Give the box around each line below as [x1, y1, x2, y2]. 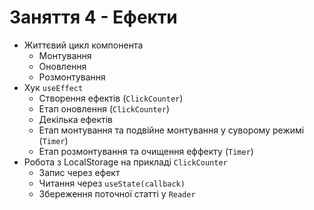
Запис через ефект [38, 166, 121, 178]
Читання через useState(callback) [38, 177, 186, 189]
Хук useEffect [23, 81, 84, 93]
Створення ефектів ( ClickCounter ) [38, 92, 184, 104]
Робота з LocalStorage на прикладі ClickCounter [23, 156, 228, 168]
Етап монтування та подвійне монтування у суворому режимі [38, 124, 305, 136]
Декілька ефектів [38, 113, 113, 125]
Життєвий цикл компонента [23, 39, 144, 51]
